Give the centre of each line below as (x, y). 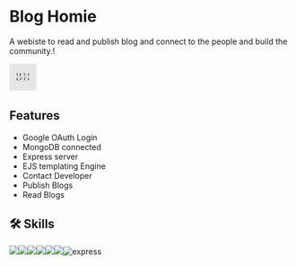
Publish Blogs (48, 185)
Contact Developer (57, 175)
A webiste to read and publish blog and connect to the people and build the (148, 41)
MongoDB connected (61, 146)
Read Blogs (44, 194)
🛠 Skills (32, 224)
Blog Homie (53, 17)
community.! (32, 50)
